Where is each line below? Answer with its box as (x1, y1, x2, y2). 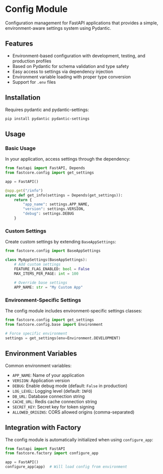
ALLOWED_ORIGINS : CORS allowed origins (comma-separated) (12, 409, 135, 415)
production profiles (12, 58, 52, 64)
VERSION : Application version (12, 377, 70, 383)
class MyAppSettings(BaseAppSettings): (5, 257, 88, 262)
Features (5, 40, 33, 48)
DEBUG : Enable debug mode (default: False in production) (12, 383, 128, 389)
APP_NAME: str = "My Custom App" (14, 285, 83, 290)
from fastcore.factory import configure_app (5, 451, 99, 456)
